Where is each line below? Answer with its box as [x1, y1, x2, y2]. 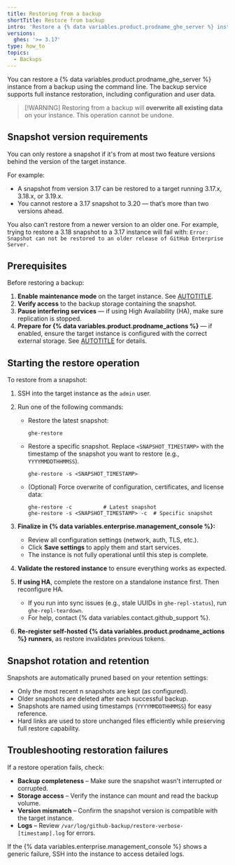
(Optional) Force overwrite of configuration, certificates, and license [27, 483, 225, 491]
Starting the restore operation [7, 357, 140, 369]
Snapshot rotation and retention [7, 655, 150, 667]
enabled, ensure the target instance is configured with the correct [17, 330, 208, 338]
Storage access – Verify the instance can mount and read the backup [17, 792, 219, 800]
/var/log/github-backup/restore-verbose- [61, 822, 184, 829]
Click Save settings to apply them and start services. [27, 543, 182, 551]
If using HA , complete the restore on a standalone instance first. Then [17, 578, 220, 586]
